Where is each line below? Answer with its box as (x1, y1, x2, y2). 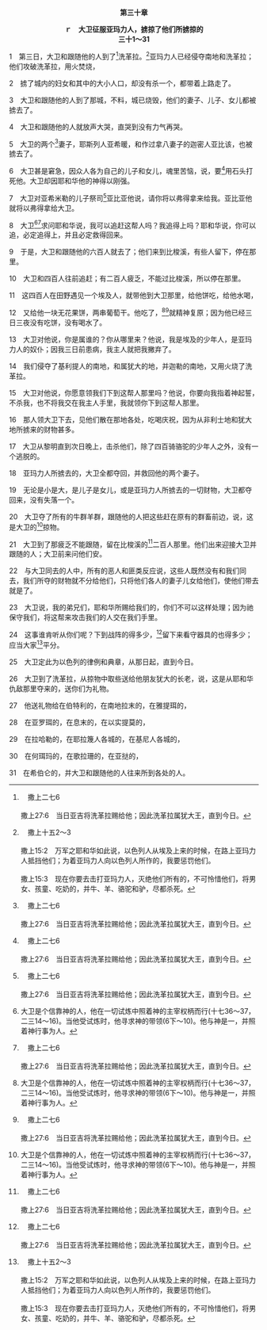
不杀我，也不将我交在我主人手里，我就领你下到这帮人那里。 (9, 398, 204, 407)
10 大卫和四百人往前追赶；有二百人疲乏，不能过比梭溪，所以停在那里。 (9, 273, 246, 284)
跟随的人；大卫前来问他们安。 (9, 549, 106, 559)
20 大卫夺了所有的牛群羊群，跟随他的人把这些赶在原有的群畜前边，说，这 (9, 511, 254, 522)
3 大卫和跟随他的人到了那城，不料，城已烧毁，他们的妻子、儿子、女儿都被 (9, 95, 257, 105)
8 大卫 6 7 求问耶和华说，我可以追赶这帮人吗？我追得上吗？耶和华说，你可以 (9, 219, 257, 230)
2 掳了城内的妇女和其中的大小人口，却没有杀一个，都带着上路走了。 (9, 78, 236, 88)
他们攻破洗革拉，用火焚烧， (9, 61, 100, 71)
